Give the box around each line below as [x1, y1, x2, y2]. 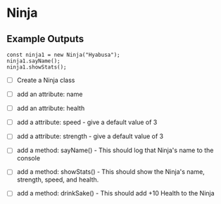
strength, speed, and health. [16, 175, 99, 184]
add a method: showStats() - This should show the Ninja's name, [16, 168, 205, 176]
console [16, 154, 40, 163]
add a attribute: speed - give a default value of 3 [16, 118, 158, 127]
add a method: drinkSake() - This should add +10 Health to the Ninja [16, 189, 215, 198]
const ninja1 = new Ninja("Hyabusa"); [6, 51, 120, 58]
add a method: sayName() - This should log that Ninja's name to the [16, 146, 214, 155]
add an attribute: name [16, 90, 83, 99]
